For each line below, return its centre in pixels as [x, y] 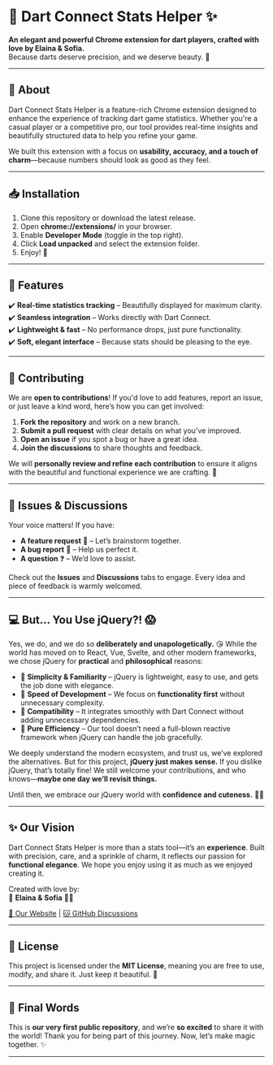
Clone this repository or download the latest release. [108, 218]
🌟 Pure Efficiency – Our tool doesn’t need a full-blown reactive [125, 728]
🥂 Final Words [44, 1008]
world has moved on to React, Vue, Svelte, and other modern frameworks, [133, 652]
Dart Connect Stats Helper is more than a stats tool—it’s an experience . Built [136, 847]
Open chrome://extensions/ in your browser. [96, 226]
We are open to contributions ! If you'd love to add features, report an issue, [136, 398]
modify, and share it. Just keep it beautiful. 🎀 [83, 975]
